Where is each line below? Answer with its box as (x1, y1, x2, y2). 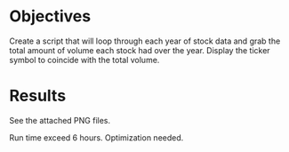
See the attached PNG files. (9, 115, 111, 125)
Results (9, 86, 67, 106)
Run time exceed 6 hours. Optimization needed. (9, 132, 184, 143)
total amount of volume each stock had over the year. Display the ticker (9, 44, 270, 55)
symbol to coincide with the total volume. (9, 54, 160, 65)
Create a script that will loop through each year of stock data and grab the (9, 36, 281, 46)
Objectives (9, 6, 92, 27)
